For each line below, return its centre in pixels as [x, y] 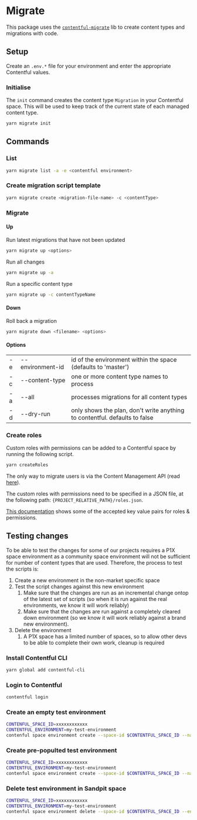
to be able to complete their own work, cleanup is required [94, 642]
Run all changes [26, 262]
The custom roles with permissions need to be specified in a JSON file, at [95, 494]
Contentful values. [28, 72]
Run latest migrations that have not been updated [66, 239]
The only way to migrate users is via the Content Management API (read [93, 476]
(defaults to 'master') [100, 367]
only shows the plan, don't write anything [128, 410]
